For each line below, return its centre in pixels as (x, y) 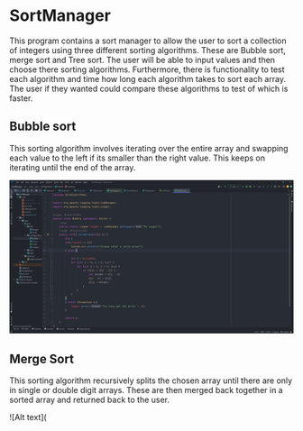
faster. (21, 98)
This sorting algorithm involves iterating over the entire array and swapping (149, 148)
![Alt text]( (28, 417)
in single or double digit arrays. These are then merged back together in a (146, 390)
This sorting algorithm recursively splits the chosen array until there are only (151, 381)
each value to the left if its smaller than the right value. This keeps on (138, 158)
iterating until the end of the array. (73, 167)
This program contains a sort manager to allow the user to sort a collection (148, 41)
